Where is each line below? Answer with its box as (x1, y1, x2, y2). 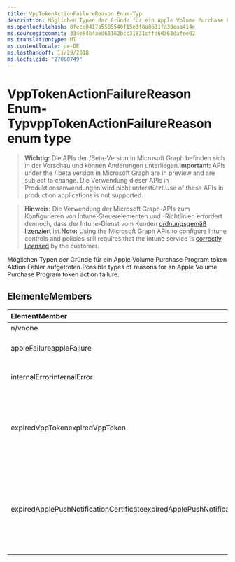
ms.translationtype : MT (7, 36, 77, 43)
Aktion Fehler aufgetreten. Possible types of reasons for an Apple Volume (7, 262, 218, 271)
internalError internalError (10, 372, 93, 381)
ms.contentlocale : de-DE (7, 43, 80, 50)
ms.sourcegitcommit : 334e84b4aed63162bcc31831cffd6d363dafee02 (7, 29, 196, 37)
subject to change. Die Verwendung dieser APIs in (24, 176, 169, 184)
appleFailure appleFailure (10, 343, 92, 353)
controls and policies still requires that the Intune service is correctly (24, 234, 222, 242)
